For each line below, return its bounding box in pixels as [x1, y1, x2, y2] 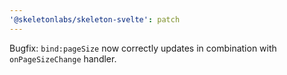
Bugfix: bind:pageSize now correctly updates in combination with [9, 42, 277, 54]
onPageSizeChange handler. [9, 52, 117, 65]
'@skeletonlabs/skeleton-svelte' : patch [9, 14, 181, 25]
